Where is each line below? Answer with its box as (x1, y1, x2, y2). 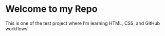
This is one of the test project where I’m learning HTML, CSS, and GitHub (5, 20, 160, 26)
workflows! (5, 25, 29, 31)
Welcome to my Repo (5, 3, 98, 15)
